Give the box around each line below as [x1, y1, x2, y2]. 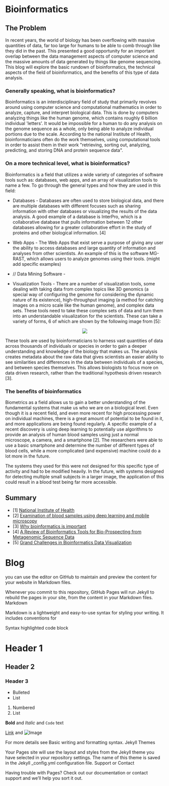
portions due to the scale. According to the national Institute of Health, [5, 131, 151, 137]
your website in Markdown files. [5, 579, 72, 585]
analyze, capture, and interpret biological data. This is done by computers [5, 110, 159, 116]
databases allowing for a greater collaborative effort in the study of [12, 224, 152, 230]
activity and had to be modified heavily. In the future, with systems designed [5, 468, 164, 474]
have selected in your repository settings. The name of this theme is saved [5, 754, 160, 760]
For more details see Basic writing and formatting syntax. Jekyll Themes [5, 739, 155, 745]
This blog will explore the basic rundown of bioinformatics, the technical [5, 64, 155, 70]
